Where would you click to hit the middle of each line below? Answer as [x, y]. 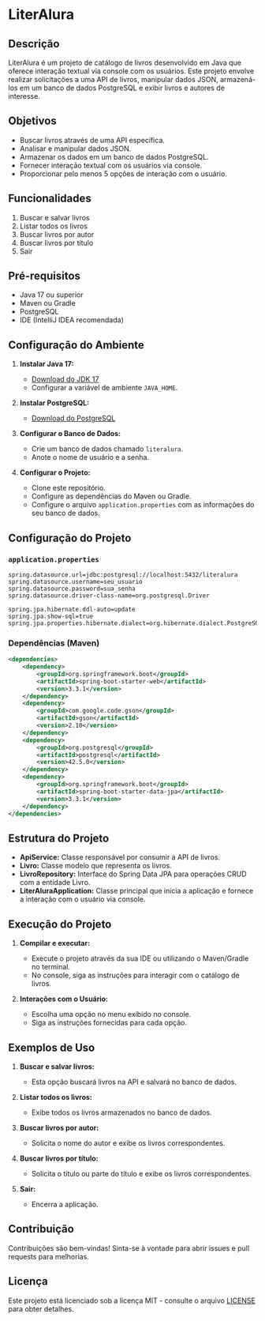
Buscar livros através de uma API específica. [92, 140]
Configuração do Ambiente [76, 345]
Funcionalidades [50, 199]
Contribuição [41, 1229]
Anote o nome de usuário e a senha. [90, 457]
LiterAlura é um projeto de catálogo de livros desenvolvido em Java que [125, 62]
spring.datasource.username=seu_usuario [76, 581]
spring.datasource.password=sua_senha [72, 589]
